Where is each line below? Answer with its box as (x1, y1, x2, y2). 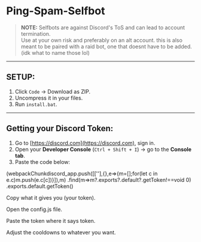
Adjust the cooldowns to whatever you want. (6, 228, 116, 236)
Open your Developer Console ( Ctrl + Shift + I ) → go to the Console (14, 145, 192, 153)
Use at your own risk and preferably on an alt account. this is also (20, 36, 182, 44)
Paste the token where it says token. (6, 217, 96, 224)
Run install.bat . (14, 100, 58, 108)
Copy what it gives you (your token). (6, 194, 96, 201)
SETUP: (6, 72, 35, 82)
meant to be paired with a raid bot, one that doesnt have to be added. (20, 43, 193, 50)
